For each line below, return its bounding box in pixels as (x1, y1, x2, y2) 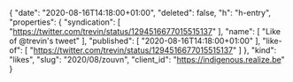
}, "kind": (243, 45, 277, 56)
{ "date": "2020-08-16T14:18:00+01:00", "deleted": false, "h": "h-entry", (9, 8, 272, 18)
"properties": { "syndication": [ (9, 17, 121, 27)
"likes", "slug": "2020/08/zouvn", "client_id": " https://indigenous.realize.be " (9, 55, 285, 64)
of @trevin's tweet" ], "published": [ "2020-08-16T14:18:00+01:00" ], (9, 35, 261, 46)
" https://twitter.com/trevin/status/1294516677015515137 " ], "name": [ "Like (9, 26, 281, 36)
